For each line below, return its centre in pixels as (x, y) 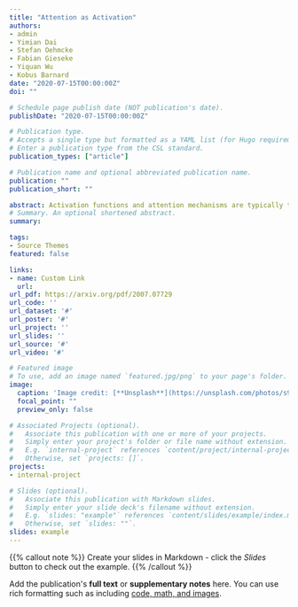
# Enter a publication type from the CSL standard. (106, 148)
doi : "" (24, 91)
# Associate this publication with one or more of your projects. (138, 434)
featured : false (39, 253)
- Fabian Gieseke (41, 58)
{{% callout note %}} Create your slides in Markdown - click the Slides (137, 557)
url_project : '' (39, 327)
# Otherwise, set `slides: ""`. (73, 524)
